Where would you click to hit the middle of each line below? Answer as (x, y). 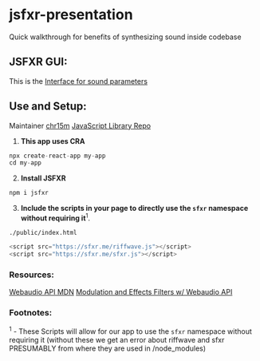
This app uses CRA (53, 141)
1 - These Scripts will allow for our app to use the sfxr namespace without (130, 331)
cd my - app (26, 163)
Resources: (32, 275)
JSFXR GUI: (38, 62)
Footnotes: (31, 312)
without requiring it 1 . (55, 217)
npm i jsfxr (29, 193)
